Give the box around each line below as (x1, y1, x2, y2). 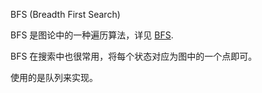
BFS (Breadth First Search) (10, 9, 121, 20)
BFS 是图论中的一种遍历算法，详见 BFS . (10, 29, 174, 41)
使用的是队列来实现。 (10, 72, 98, 83)
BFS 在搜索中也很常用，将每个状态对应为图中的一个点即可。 (10, 50, 258, 62)
